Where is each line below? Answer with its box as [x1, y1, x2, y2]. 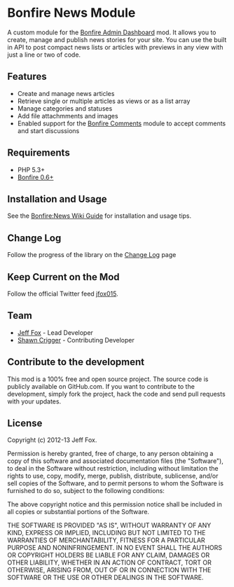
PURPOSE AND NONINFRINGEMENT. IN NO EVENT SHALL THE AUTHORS [7, 544, 223, 552]
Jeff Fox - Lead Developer [17, 328, 93, 337]
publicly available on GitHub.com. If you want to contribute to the [7, 382, 195, 390]
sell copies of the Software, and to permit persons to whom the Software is [7, 479, 224, 488]
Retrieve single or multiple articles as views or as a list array [17, 97, 191, 105]
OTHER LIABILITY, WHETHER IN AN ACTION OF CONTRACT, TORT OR [7, 558, 212, 567]
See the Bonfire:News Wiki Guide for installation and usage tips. [7, 212, 192, 220]
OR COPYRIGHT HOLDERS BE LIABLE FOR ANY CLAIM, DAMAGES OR [7, 551, 210, 560]
